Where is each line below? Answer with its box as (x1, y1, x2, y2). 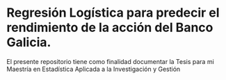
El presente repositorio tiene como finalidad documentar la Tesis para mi (6, 57, 215, 65)
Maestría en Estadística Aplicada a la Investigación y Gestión (6, 65, 181, 73)
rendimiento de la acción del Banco (6, 19, 213, 35)
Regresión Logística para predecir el (6, 5, 220, 21)
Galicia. (6, 35, 51, 50)
